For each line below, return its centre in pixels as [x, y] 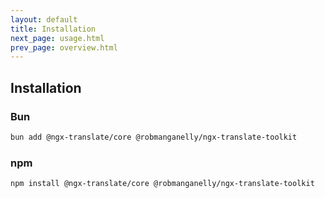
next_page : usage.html [57, 38]
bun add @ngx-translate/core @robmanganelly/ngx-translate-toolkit [154, 137]
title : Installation [53, 29]
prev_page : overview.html [64, 47]
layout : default [44, 19]
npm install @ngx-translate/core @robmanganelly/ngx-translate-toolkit [162, 184]
